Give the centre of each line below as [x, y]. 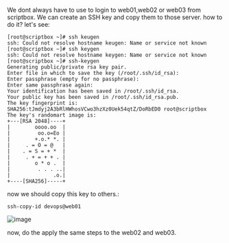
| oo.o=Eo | [37, 133]
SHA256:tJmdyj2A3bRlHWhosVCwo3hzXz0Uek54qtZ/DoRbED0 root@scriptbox [107, 109]
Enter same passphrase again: [50, 85]
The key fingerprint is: [43, 103]
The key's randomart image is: [52, 115]
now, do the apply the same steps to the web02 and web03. [92, 232]
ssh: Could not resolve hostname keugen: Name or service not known [107, 43]
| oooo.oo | [37, 127]
